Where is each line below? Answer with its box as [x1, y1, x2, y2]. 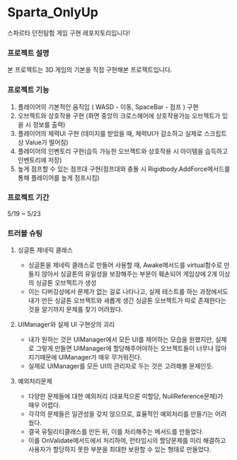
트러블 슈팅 [7, 228, 43, 238]
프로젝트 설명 [7, 47, 50, 57]
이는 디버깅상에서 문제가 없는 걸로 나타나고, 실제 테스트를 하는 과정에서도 [28, 288, 229, 296]
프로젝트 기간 [7, 193, 50, 203]
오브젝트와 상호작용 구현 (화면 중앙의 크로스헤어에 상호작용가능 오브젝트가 [17, 111, 221, 120]
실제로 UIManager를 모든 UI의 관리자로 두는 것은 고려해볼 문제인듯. [28, 362, 214, 371]
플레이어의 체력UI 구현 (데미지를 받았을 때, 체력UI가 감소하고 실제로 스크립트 [17, 129, 228, 138]
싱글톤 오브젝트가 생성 [35, 279, 97, 287]
